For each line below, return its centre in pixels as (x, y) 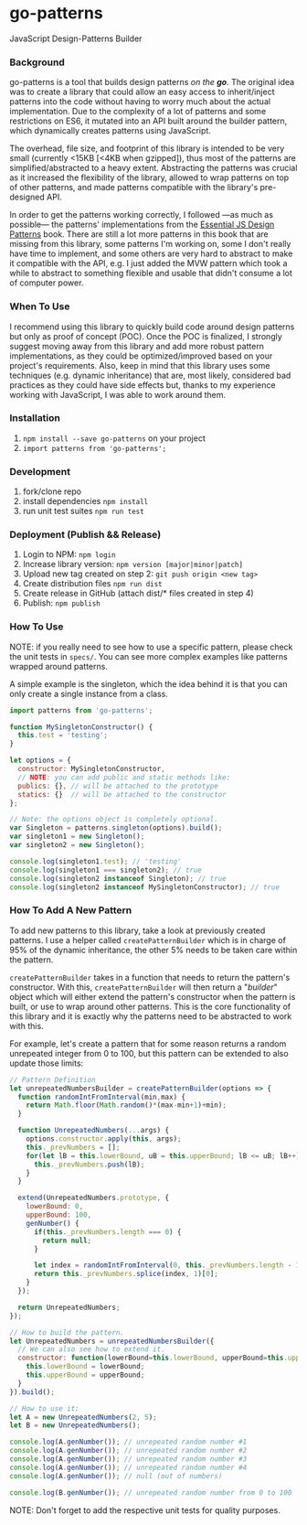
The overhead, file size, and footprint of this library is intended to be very (147, 148)
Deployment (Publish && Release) (85, 535)
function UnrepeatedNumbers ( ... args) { (94, 1131)
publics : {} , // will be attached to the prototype (118, 786)
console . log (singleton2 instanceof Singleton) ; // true (118, 878)
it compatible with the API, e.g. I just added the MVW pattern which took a (148, 263)
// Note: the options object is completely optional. (114, 820)
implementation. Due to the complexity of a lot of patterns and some (138, 112)
